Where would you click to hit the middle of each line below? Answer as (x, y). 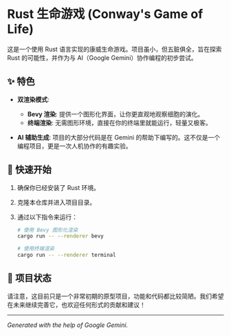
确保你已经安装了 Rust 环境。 (58, 187)
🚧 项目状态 (29, 279)
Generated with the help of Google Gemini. (68, 325)
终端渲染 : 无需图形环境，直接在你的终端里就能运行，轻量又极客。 (119, 123)
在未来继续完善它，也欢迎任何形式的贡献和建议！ (76, 304)
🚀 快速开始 (29, 170)
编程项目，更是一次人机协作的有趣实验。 (74, 146)
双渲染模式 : (33, 99)
